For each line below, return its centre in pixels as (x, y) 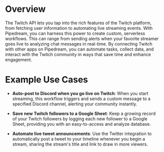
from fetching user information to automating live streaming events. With (79, 28)
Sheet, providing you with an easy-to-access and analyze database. (82, 124)
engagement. (19, 59)
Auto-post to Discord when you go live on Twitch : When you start (80, 93)
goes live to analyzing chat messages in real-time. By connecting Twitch (79, 44)
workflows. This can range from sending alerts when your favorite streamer (82, 39)
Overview (25, 9)
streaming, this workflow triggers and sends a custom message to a (81, 99)
